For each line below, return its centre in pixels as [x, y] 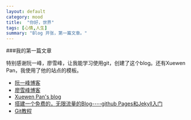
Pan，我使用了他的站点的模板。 [44, 70]
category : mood [25, 17]
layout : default [26, 11]
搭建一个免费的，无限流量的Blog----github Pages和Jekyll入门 [88, 104]
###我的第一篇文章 [29, 51]
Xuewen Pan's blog [38, 97]
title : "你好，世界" [30, 22]
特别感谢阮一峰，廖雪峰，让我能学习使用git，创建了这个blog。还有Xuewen [96, 63]
